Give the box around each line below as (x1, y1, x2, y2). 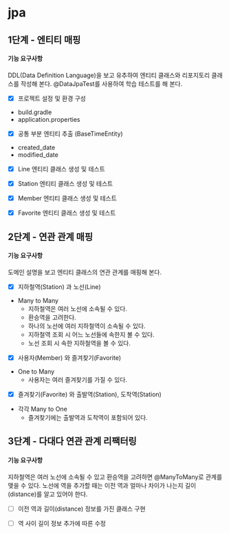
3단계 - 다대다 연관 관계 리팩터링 (8, 436, 137, 447)
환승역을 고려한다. (28, 313, 76, 321)
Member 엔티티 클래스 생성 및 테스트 (17, 194, 118, 202)
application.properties (17, 115, 81, 123)
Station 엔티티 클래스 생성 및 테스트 (17, 179, 113, 187)
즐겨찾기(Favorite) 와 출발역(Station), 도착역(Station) (17, 390, 162, 398)
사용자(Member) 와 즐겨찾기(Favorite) (17, 353, 122, 362)
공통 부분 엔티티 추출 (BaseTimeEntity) (17, 129, 123, 138)
